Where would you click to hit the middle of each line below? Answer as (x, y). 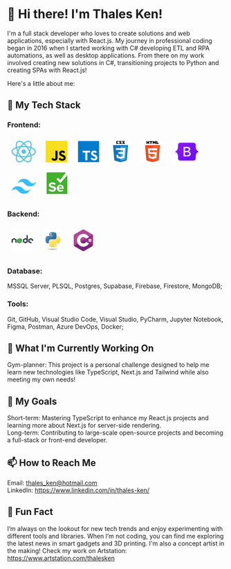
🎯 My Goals (32, 401)
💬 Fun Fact (30, 512)
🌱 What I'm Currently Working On (81, 348)
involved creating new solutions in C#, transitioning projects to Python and (113, 62)
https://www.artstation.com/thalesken (61, 558)
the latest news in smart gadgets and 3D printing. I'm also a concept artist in (116, 543)
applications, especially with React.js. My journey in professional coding (110, 40)
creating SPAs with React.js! (47, 70)
